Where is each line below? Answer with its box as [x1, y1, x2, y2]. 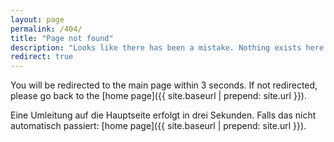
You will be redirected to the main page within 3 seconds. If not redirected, [10, 79, 318, 91]
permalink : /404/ [10, 24, 83, 34]
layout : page [10, 14, 65, 25]
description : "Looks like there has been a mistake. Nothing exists [10, 42, 302, 53]
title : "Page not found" [10, 33, 114, 43]
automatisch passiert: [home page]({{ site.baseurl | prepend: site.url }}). [10, 120, 307, 132]
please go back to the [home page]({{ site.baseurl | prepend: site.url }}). [10, 90, 307, 102]
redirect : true [10, 52, 74, 62]
